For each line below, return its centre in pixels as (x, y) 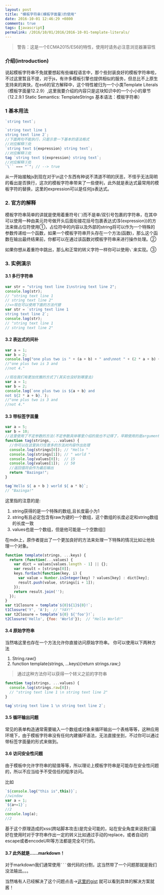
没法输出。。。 (18, 871)
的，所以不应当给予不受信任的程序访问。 (46, 771)
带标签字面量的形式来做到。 (33, 742)
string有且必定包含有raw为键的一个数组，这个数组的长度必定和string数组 (85, 517)
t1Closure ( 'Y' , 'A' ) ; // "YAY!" (39, 610)
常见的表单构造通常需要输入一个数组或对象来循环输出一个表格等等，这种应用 (82, 729)
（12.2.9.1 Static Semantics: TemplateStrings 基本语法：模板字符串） (74, 97)
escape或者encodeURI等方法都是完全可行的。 (51, 841)
